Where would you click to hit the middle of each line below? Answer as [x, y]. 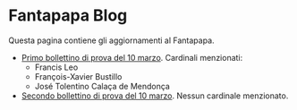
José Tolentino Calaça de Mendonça [102, 86]
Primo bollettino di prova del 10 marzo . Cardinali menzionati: [132, 57]
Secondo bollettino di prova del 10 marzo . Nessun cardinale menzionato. [155, 96]
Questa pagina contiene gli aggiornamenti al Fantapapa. [112, 40]
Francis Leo [56, 67]
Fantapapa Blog [68, 16]
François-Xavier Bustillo [78, 76]
